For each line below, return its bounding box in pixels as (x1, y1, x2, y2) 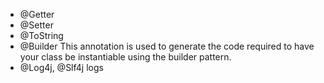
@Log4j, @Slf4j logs (19, 62, 104, 73)
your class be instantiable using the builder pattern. (19, 51, 232, 63)
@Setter (19, 19, 54, 31)
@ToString (19, 30, 64, 41)
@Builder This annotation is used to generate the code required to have (19, 40, 315, 52)
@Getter (19, 9, 55, 20)
